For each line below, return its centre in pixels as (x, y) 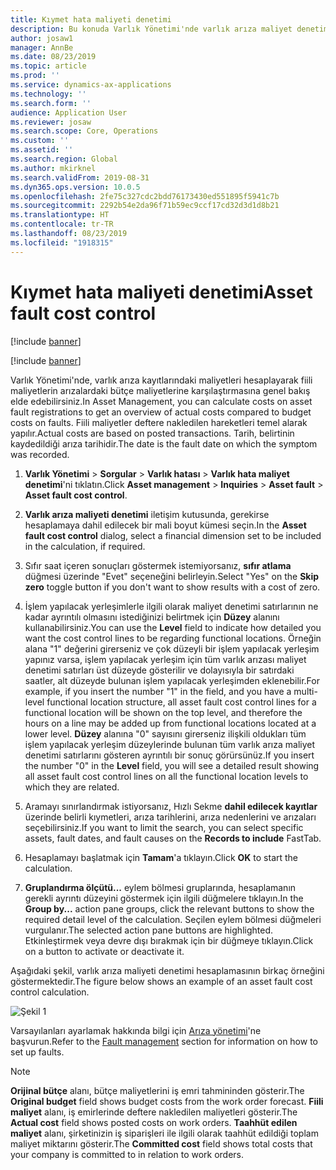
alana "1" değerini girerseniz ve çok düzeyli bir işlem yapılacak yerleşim (172, 648)
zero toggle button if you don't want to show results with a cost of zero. (172, 587)
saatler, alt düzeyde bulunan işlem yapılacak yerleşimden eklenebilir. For (172, 680)
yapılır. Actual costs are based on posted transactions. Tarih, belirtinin (152, 433)
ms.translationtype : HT (60, 215)
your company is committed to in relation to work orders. (127, 1154)
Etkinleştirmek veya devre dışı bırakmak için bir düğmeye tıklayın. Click (169, 940)
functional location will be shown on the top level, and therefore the (163, 712)
